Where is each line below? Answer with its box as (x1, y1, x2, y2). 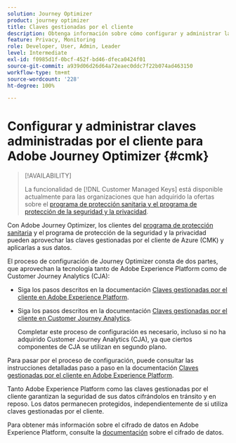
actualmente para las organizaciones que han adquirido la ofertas (24, 192, 215, 201)
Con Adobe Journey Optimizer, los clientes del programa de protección (7, 221, 214, 230)
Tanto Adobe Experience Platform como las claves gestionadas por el (7, 385, 209, 393)
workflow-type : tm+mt (7, 69, 71, 76)
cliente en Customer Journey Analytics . (17, 314, 132, 323)
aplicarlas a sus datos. (7, 244, 72, 252)
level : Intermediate (7, 50, 68, 57)
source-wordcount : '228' (7, 75, 80, 83)
